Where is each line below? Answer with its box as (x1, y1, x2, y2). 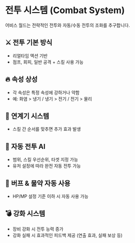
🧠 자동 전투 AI (5, 142, 46, 151)
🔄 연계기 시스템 (5, 112, 49, 120)
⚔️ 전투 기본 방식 (5, 38, 53, 47)
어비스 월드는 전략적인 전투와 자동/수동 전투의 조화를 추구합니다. (5, 22, 130, 28)
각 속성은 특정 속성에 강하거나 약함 (12, 89, 80, 96)
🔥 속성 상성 (5, 75, 38, 84)
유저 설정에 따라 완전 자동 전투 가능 (12, 163, 81, 169)
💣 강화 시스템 (5, 209, 45, 218)
